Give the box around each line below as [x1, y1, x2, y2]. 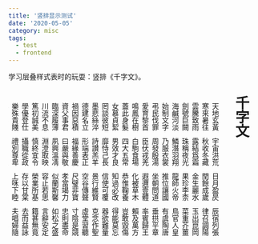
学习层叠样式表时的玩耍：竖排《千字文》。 [8, 72, 146, 81]
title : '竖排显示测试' [8, 11, 77, 20]
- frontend [15, 49, 52, 57]
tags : [8, 34, 26, 42]
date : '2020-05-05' [8, 19, 74, 27]
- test [15, 42, 38, 50]
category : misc [8, 26, 59, 34]
